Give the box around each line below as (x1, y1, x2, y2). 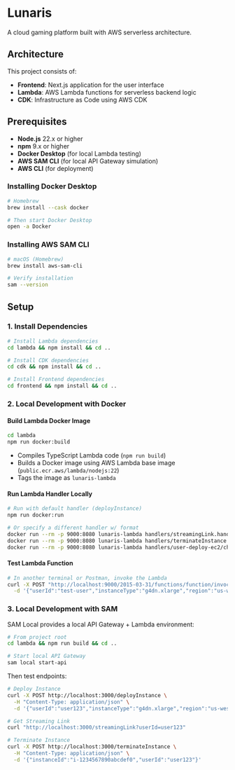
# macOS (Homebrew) (7, 256, 64, 263)
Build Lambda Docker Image (7, 416, 91, 425)
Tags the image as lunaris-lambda (17, 473, 117, 481)
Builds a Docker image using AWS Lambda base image (17, 458, 176, 467)
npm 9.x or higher (17, 142, 70, 150)
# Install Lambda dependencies (7, 338, 99, 345)
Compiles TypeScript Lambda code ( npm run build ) (17, 451, 166, 460)
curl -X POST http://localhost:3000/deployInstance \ (7, 692, 168, 699)
